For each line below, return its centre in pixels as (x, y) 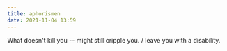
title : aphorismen (34, 14)
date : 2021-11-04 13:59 (42, 20)
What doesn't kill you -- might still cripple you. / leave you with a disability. (114, 40)
